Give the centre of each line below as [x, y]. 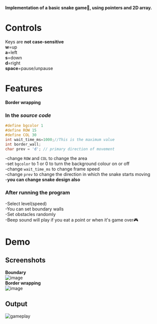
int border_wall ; [23, 144]
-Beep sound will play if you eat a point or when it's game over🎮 [72, 219]
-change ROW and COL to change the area [46, 158]
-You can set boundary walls [34, 209]
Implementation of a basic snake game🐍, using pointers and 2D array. [78, 8]
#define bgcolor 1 [24, 126]
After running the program [38, 192]
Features [24, 89]
